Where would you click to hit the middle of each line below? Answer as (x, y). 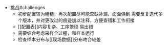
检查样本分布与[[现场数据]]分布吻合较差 (59, 39)
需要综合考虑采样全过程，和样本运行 (56, 33)
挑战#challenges (28, 7)
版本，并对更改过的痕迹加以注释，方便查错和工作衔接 (78, 20)
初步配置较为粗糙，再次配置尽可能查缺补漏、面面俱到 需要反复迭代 (88, 14)
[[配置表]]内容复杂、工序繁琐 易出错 (55, 27)
